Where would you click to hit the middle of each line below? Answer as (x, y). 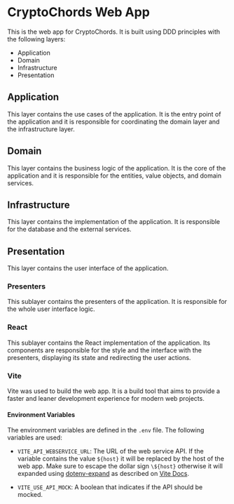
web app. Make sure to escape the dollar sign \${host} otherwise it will (120, 466)
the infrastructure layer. (41, 129)
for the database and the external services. (69, 230)
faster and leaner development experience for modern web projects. (106, 399)
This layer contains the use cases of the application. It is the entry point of (114, 114)
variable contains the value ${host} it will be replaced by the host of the (121, 459)
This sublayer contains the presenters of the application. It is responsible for (117, 302)
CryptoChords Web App (79, 12)
